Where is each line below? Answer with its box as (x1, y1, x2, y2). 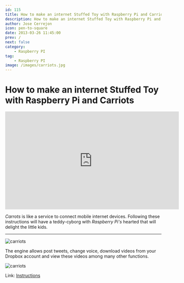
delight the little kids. (5, 224, 48, 230)
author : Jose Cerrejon (5, 21, 52, 26)
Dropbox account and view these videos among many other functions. (5, 253, 149, 259)
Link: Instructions (5, 273, 41, 279)
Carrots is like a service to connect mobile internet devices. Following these (5, 213, 160, 219)
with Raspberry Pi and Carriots (5, 95, 134, 106)
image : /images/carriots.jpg (5, 63, 65, 68)
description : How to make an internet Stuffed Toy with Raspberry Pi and (5, 16, 161, 21)
